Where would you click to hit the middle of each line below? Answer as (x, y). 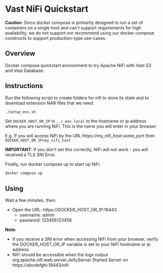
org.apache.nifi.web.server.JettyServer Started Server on (70, 260)
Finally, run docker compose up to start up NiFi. (53, 164)
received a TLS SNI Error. (31, 155)
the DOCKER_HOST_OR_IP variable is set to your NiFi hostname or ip (81, 244)
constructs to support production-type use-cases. (56, 38)
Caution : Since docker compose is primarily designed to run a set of (74, 23)
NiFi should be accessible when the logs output (60, 255)
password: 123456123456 (46, 220)
